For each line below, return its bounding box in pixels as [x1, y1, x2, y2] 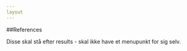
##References [6, 26, 42, 33]
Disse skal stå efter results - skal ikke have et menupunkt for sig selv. [6, 37, 181, 45]
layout [6, 9, 23, 15]
